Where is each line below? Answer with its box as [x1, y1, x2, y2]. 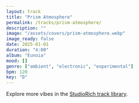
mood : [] [6, 58, 28, 64]
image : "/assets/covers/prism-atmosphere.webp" [6, 31, 126, 36]
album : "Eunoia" [6, 52, 46, 58]
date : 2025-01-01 [6, 42, 49, 48]
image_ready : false [6, 36, 54, 42]
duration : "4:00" [6, 47, 49, 53]
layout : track [6, 8, 41, 15]
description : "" [6, 25, 46, 31]
